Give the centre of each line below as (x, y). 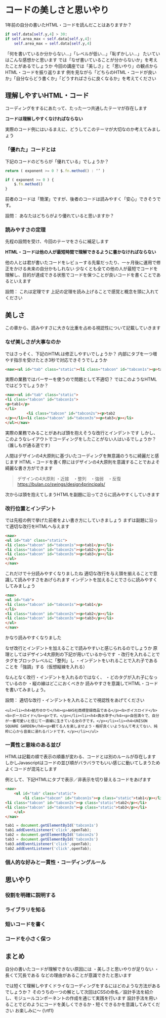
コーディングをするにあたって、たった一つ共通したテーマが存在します (76, 108)
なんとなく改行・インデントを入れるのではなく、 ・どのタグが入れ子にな (79, 677)
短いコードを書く (25, 924)
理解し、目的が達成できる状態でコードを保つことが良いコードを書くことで (81, 275)
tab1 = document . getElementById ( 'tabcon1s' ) (52, 826)
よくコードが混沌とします (31, 769)
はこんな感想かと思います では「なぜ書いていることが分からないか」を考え (82, 59)
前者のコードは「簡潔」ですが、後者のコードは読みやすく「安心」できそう (81, 199)
